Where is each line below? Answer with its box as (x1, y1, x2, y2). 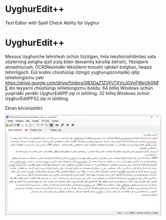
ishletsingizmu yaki (5, 74, 44, 80)
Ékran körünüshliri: (5, 105, 43, 111)
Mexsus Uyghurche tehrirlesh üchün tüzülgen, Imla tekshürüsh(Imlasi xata (5, 53, 157, 59)
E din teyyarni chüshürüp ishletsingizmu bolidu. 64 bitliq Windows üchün (5, 85, 153, 91)
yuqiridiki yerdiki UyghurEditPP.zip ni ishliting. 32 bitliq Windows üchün (5, 90, 150, 96)
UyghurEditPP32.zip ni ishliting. (5, 95, 69, 101)
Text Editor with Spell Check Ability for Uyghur (5, 20, 100, 26)
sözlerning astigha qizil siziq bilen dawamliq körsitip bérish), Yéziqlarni (5, 58, 149, 65)
